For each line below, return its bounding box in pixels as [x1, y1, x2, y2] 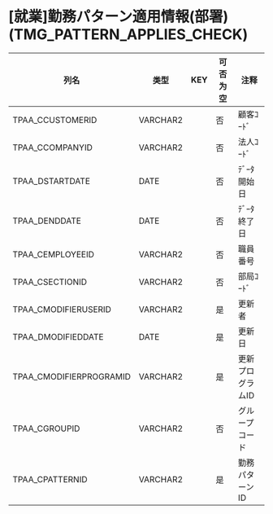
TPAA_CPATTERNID [12, 473, 88, 485]
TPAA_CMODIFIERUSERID [12, 303, 112, 314]
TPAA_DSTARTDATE [12, 175, 91, 187]
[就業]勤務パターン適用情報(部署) [8, 7, 229, 26]
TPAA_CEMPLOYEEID [12, 248, 95, 260]
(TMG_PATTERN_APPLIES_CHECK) [8, 25, 249, 44]
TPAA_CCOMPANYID [12, 142, 93, 153]
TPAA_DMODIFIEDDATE [12, 331, 104, 342]
